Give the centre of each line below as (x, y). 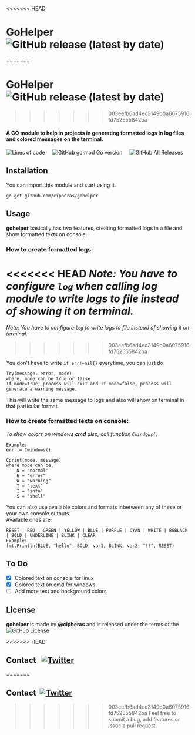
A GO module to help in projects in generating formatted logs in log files (95, 133)
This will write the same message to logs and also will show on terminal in (95, 400)
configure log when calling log (82, 286)
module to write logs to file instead (93, 298)
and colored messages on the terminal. (55, 139)
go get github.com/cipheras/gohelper (52, 196)
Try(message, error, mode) (39, 373)
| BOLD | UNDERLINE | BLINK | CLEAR (51, 535)
